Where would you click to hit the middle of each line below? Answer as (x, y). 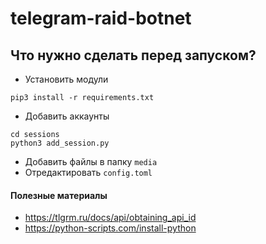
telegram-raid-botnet (101, 18)
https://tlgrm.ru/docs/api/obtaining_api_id (110, 218)
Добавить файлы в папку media (91, 161)
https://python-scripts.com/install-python (110, 228)
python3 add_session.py (60, 143)
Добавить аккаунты (67, 116)
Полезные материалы (59, 195)
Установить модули (66, 79)
